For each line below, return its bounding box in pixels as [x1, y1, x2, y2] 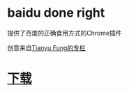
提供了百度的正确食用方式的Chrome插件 [7, 29, 122, 37]
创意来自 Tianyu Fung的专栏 [7, 43, 86, 52]
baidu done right [7, 5, 105, 21]
